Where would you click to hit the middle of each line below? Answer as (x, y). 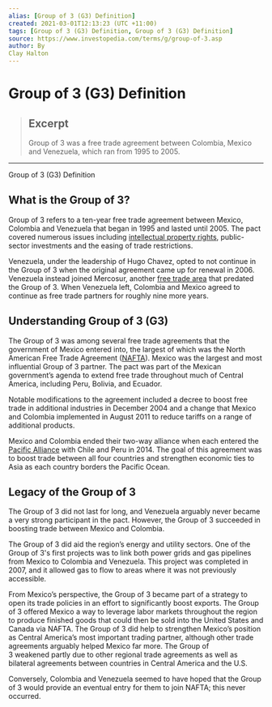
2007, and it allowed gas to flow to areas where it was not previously (123, 570)
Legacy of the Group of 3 (72, 492)
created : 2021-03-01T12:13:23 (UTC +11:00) (83, 23)
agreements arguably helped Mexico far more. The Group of (109, 646)
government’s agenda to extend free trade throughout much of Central (126, 375)
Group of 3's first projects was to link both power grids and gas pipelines (130, 553)
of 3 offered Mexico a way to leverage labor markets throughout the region (133, 611)
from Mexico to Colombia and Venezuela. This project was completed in (128, 562)
